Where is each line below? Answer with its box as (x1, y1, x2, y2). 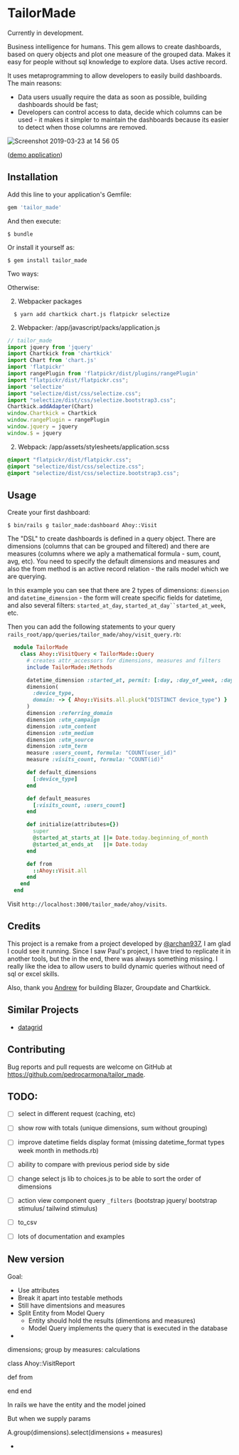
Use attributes (17, 1285, 60, 1294)
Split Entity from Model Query (17, 1308, 105, 1317)
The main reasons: (7, 78, 62, 87)
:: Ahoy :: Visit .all (33, 867, 87, 874)
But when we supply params (7, 1414, 91, 1422)
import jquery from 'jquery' (7, 343, 94, 350)
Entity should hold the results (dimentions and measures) (28, 1316, 196, 1325)
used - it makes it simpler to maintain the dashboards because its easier (17, 115, 229, 124)
